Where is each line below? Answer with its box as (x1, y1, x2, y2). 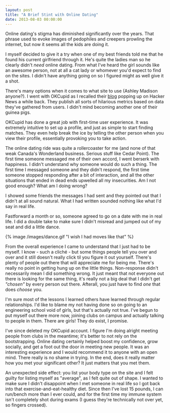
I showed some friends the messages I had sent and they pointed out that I (5, 193, 161, 199)
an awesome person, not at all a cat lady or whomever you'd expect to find (5, 67, 161, 73)
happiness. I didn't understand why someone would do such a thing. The (5, 161, 157, 168)
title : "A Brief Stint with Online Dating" (5, 12, 99, 17)
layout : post (5, 7, 33, 13)
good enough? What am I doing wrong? (5, 183, 88, 189)
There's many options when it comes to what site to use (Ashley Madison (5, 88, 158, 94)
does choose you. (5, 286, 43, 293)
